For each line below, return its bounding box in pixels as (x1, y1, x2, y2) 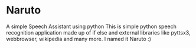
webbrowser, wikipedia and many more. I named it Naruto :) (6, 35, 152, 42)
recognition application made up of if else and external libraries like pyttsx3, (6, 29, 191, 36)
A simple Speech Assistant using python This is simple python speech (6, 23, 177, 30)
